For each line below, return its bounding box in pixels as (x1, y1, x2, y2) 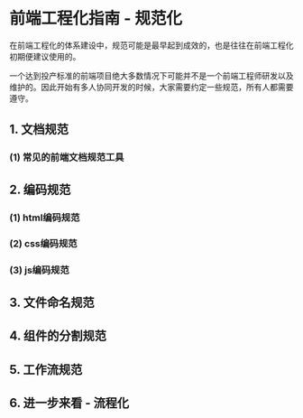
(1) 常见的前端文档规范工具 (9, 151, 124, 163)
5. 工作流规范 (9, 362, 83, 377)
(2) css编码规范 (9, 237, 78, 250)
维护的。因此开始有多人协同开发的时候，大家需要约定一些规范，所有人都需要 (9, 81, 294, 92)
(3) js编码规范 (9, 264, 69, 276)
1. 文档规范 (9, 122, 69, 137)
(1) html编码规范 (9, 211, 80, 224)
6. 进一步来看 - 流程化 (9, 395, 130, 411)
